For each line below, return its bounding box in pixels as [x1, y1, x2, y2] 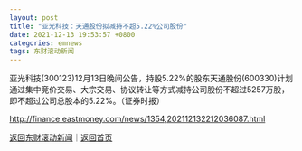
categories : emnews [9, 38, 83, 48]
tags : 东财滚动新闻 [9, 47, 75, 56]
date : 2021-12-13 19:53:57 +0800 [9, 30, 136, 39]
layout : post [9, 13, 59, 23]
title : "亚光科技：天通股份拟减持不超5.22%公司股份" [9, 22, 188, 31]
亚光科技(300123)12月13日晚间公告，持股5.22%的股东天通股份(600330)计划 [9, 73, 294, 84]
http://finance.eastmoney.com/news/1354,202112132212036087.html [9, 114, 266, 125]
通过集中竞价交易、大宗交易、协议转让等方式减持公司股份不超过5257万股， [9, 84, 290, 95]
